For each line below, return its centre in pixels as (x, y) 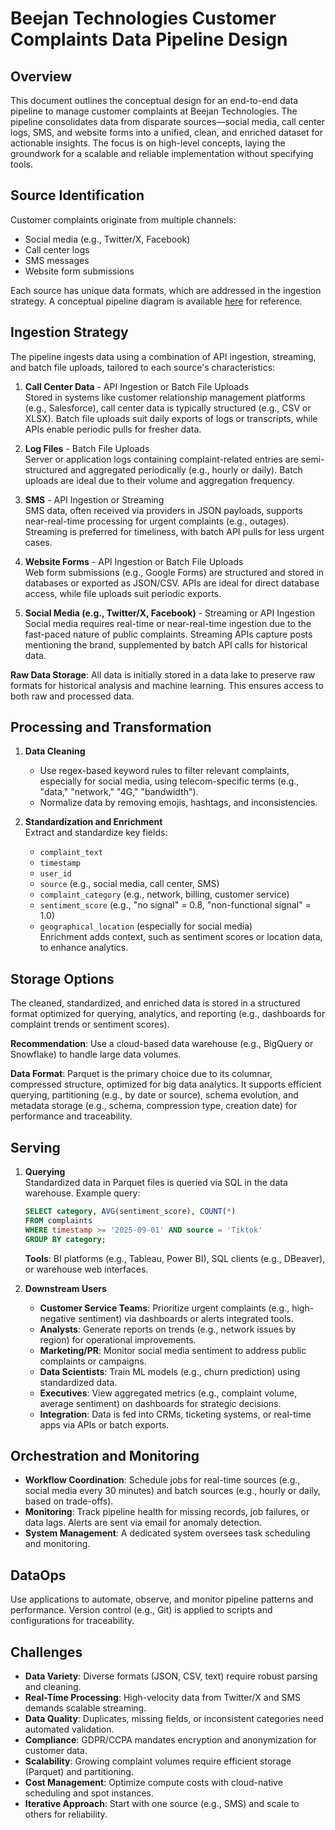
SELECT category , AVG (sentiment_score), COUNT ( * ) (130, 1212)
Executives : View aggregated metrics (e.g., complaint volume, (168, 1393)
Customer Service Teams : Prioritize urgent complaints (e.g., (164, 1308)
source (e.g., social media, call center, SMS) (129, 884)
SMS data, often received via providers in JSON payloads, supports (163, 510)
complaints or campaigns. (93, 1361)
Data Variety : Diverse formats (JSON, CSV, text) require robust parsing (171, 1676)
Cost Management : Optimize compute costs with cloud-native (153, 1782)
